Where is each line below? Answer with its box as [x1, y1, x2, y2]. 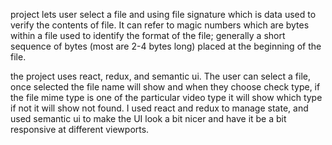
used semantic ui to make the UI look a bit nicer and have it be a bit [10, 113, 287, 124]
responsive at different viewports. [10, 124, 150, 135]
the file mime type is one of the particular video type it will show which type [10, 92, 323, 103]
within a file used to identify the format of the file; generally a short [10, 30, 286, 41]
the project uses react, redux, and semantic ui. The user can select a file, [10, 70, 311, 82]
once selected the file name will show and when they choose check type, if [10, 81, 321, 93]
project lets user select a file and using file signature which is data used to [10, 9, 317, 20]
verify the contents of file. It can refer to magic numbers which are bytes [10, 19, 310, 31]
